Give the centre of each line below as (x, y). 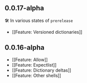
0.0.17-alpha (24, 8)
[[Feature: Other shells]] (37, 75)
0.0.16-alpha (25, 47)
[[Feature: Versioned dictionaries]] (47, 32)
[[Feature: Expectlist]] (34, 65)
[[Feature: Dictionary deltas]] (42, 70)
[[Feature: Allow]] (30, 60)
